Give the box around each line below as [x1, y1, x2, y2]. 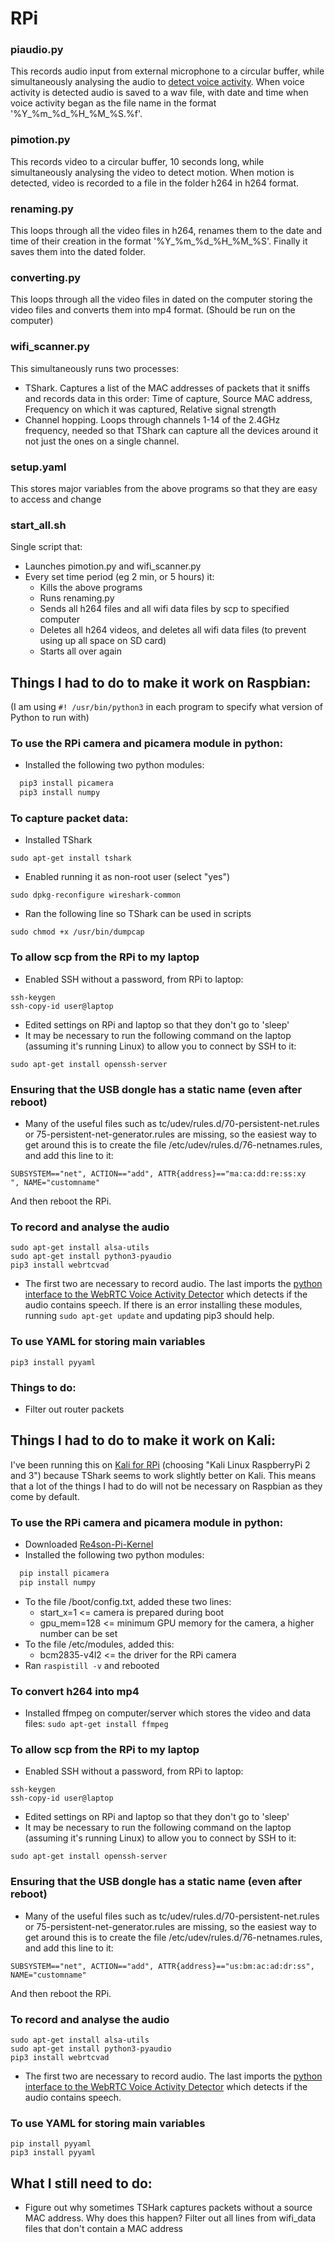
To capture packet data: [10, 812, 129, 826]
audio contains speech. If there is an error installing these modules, [24, 1299, 303, 1311]
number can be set [39, 1627, 118, 1639]
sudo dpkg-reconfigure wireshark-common [10, 890, 182, 901]
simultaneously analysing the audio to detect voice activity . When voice [10, 76, 305, 88]
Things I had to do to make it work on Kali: [10, 1432, 276, 1449]
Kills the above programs [39, 582, 143, 594]
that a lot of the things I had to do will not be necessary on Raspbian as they [10, 1480, 323, 1492]
